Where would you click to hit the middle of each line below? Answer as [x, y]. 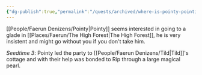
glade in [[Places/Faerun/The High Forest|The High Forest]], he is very [93, 35]
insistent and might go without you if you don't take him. [76, 41]
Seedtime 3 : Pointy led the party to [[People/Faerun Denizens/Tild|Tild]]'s [97, 53]
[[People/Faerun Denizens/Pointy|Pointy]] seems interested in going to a [96, 29]
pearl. [14, 65]
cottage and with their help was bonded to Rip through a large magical [93, 59]
